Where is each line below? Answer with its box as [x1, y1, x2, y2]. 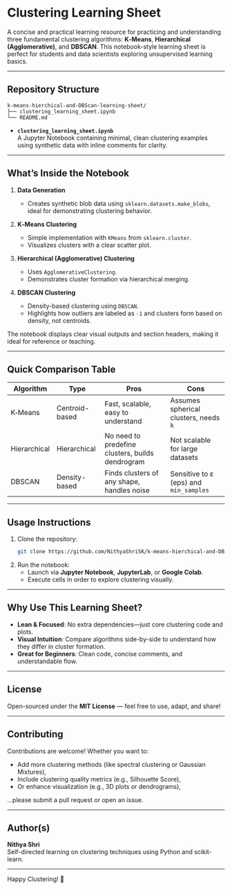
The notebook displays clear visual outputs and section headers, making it [7, 330, 219, 338]
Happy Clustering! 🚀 [7, 875, 64, 883]
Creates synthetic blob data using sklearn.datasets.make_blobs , [27, 199, 211, 207]
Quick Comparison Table [7, 363, 116, 375]
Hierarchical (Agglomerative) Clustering [17, 254, 135, 262]
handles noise [104, 485, 151, 495]
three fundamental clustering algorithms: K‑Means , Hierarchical [7, 35, 191, 43]
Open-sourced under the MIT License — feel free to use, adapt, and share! [7, 702, 221, 710]
